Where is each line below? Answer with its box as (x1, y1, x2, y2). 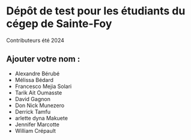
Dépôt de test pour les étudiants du (6, 4, 186, 18)
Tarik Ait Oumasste (14, 89, 62, 96)
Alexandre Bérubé (14, 70, 60, 77)
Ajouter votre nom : (6, 54, 80, 64)
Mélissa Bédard (14, 76, 54, 83)
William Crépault (14, 127, 56, 134)
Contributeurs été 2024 (6, 36, 65, 44)
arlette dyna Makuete (14, 114, 68, 121)
